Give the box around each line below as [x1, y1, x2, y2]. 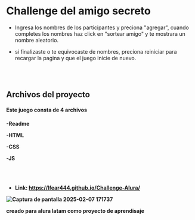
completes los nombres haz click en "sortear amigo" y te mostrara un [14, 30, 186, 37]
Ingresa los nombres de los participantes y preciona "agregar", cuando [14, 24, 189, 31]
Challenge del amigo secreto [6, 4, 151, 18]
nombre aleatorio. [14, 36, 58, 44]
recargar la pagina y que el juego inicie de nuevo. [14, 54, 137, 61]
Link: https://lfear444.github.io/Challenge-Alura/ [14, 184, 141, 191]
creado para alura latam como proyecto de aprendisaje [6, 207, 145, 214]
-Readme [6, 120, 30, 127]
